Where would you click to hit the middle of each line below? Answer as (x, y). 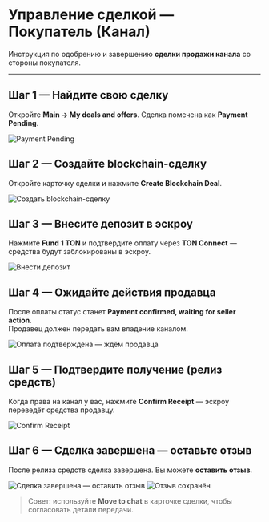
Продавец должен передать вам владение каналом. (98, 329)
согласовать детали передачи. (80, 509)
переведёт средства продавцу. (62, 410)
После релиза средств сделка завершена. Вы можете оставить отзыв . (130, 470)
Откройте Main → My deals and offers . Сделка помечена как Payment (128, 115)
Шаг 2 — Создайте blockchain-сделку (107, 164)
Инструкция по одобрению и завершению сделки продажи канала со (129, 54)
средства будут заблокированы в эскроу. (79, 252)
